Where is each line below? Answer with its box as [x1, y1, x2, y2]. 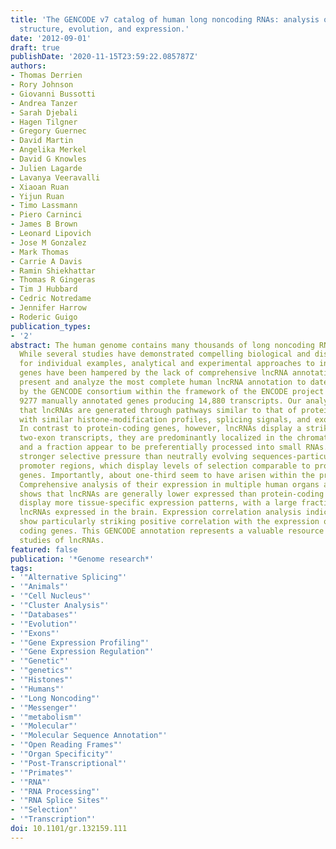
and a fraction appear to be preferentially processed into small [19, 442, 302, 453]
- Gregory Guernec [10, 126, 87, 136]
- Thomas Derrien [10, 71, 83, 81]
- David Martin [10, 136, 74, 146]
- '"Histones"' [10, 675, 74, 685]
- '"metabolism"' [10, 712, 83, 722]
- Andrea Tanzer [10, 98, 78, 108]
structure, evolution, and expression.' [19, 24, 190, 34]
